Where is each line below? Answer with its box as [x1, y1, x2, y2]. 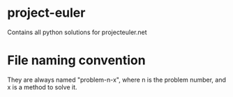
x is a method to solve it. [7, 82, 78, 91]
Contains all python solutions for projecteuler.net [7, 28, 148, 36]
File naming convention [7, 52, 146, 68]
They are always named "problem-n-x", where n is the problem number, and [7, 75, 227, 84]
